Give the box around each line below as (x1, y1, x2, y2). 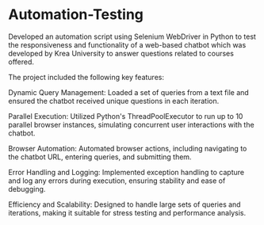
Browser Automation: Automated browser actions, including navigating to (8, 143, 247, 153)
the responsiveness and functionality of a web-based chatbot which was (8, 40, 247, 49)
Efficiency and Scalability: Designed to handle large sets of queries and (8, 200, 241, 209)
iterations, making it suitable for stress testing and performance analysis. (8, 208, 247, 217)
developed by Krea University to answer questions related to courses (8, 48, 234, 58)
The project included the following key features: (8, 72, 165, 82)
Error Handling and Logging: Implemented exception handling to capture (8, 167, 244, 177)
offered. (8, 57, 34, 67)
